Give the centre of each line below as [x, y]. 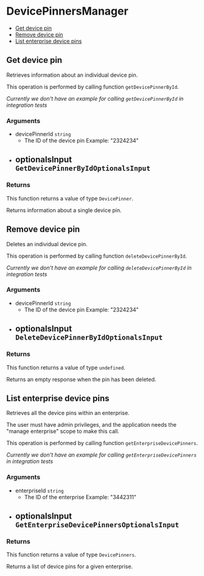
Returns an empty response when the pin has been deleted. [81, 379]
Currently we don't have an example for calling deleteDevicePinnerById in [99, 268]
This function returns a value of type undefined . [66, 368]
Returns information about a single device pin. [64, 210]
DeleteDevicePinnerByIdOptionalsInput [89, 338]
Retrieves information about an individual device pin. [72, 75]
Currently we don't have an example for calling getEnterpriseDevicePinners [101, 455]
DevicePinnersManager [68, 11]
